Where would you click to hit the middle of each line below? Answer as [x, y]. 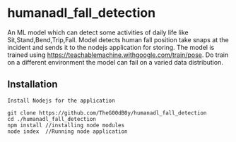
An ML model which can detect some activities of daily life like [98, 32]
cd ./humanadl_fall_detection [52, 119]
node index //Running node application [68, 131]
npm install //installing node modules [66, 125]
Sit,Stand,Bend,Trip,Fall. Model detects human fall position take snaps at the [118, 39]
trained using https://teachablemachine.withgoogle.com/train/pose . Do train [118, 55]
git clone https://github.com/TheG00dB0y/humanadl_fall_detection [107, 113]
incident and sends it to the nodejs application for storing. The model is [111, 47]
